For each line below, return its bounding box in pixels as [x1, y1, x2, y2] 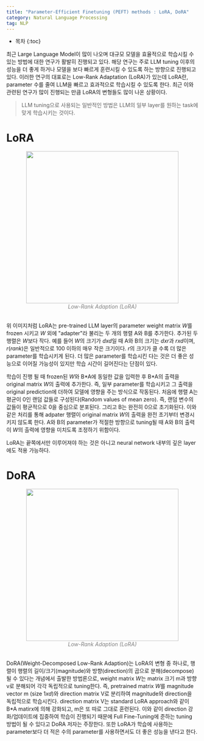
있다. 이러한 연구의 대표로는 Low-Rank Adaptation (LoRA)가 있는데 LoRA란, [6, 74, 189, 81]
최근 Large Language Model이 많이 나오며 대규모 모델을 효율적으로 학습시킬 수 [6, 50, 194, 58]
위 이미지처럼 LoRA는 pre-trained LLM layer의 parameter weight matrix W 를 [6, 322, 193, 329]
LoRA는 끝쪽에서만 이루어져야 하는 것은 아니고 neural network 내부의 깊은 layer [6, 439, 196, 447]
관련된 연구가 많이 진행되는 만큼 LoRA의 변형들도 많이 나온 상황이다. [6, 89, 167, 96]
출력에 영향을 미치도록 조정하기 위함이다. [24, 426, 121, 434]
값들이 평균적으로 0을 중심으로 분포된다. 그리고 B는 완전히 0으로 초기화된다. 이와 [6, 403, 197, 411]
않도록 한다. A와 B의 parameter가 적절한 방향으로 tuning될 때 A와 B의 [17, 419, 184, 426]
